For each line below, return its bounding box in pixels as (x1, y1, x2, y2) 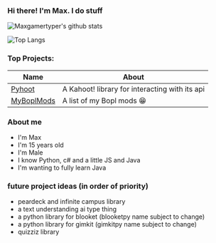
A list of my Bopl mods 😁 (62, 95, 147, 105)
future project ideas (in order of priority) (7, 181, 149, 191)
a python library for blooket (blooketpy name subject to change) (17, 212, 205, 221)
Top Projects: (7, 53, 55, 63)
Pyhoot (11, 84, 36, 94)
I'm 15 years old (17, 140, 64, 149)
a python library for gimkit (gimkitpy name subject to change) (17, 220, 198, 229)
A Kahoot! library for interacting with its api (62, 84, 205, 94)
